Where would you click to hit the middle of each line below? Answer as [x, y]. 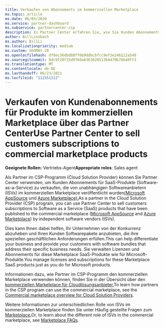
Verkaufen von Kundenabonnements [82, 102]
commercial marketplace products [76, 154]
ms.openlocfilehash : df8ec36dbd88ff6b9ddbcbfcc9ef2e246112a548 [71, 55]
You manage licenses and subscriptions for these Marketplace [87, 259]
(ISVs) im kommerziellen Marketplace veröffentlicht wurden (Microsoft [75, 193]
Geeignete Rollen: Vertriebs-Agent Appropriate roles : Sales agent [72, 167]
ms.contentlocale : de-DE [30, 69]
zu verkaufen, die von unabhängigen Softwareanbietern [90, 187]
